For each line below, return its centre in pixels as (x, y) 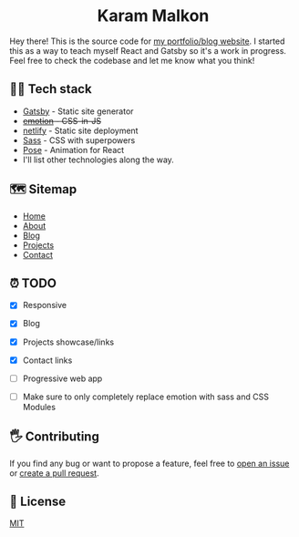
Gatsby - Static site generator (78, 111)
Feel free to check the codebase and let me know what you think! (132, 60)
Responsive (44, 305)
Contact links (47, 360)
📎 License (38, 501)
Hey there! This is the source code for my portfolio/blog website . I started (147, 41)
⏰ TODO (33, 283)
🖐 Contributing (55, 437)
